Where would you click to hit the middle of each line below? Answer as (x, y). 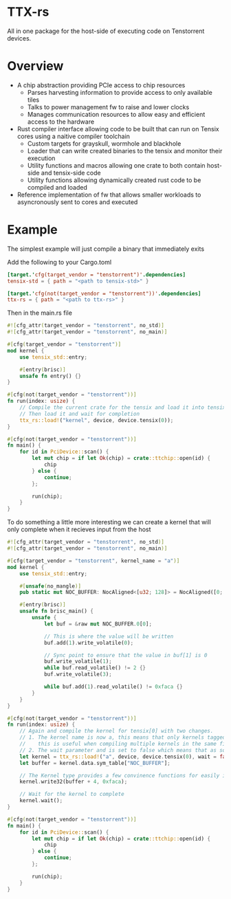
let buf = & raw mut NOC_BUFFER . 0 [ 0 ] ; (98, 624)
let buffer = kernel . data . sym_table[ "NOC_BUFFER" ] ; (95, 763)
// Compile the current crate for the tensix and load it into (112, 408)
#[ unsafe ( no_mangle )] (50, 586)
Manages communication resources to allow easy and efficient (116, 114)
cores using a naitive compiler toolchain (74, 136)
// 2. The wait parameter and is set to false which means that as (118, 750)
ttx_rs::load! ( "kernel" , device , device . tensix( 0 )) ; (97, 420)
